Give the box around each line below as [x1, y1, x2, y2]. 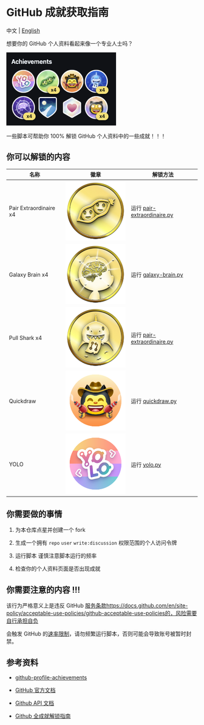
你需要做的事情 [6, 509, 63, 519]
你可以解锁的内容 [6, 152, 70, 162]
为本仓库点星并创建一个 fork [15, 526, 86, 534]
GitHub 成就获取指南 [6, 5, 109, 19]
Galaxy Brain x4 [8, 271, 49, 278]
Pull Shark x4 [8, 334, 42, 341]
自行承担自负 [6, 617, 38, 624]
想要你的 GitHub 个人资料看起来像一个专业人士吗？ [6, 40, 134, 47]
